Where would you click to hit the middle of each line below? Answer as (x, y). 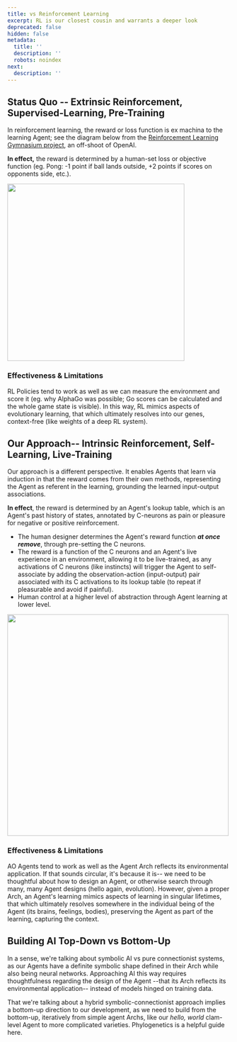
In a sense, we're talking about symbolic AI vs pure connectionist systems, (116, 958)
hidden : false (28, 34)
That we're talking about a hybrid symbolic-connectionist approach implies (117, 1002)
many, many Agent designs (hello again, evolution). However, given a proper (118, 889)
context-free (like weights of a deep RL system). (78, 421)
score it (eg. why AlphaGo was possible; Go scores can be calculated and (115, 398)
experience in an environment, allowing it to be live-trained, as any (115, 559)
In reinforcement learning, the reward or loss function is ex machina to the (115, 130)
